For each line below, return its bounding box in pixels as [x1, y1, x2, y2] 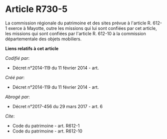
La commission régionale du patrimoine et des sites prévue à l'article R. [5, 20, 152, 26]
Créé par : [5, 74, 25, 80]
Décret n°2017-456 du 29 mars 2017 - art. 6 [12, 103, 103, 109]
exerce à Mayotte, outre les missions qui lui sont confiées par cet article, [8, 25, 157, 31]
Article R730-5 [5, 3, 68, 15]
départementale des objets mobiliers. [5, 36, 82, 42]
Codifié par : [5, 55, 30, 61]
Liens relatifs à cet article [5, 45, 59, 51]
